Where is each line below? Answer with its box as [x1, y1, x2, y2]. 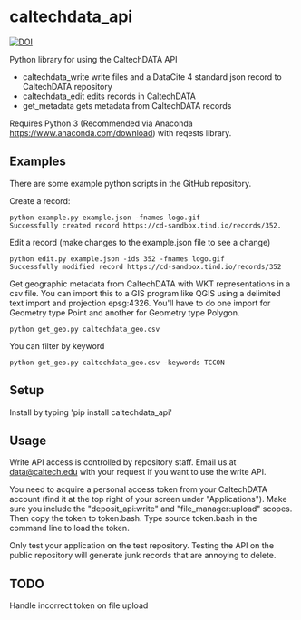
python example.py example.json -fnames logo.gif [9, 213, 201, 222]
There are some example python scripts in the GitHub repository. [9, 178, 252, 189]
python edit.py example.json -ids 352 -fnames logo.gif [9, 254, 225, 264]
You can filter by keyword [9, 340, 105, 351]
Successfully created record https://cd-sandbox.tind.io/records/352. [9, 220, 282, 230]
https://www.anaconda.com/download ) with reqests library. [9, 127, 232, 138]
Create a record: [9, 195, 71, 206]
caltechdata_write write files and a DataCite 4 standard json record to [22, 71, 283, 82]
